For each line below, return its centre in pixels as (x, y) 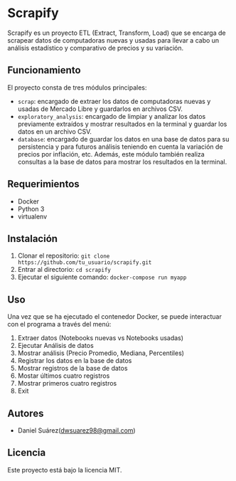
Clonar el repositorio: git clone (64, 256)
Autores (26, 413)
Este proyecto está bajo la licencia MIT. (65, 470)
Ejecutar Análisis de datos (55, 346)
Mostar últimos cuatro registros (64, 376)
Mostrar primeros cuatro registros (67, 384)
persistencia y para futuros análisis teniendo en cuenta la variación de (120, 147)
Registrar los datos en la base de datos (75, 361)
